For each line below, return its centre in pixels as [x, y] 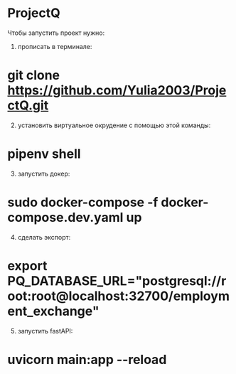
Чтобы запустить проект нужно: [56, 33]
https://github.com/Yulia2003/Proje [117, 91]
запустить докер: [44, 173]
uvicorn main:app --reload [87, 359]
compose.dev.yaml [65, 218]
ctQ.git [28, 106]
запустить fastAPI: [45, 331]
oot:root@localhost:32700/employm [118, 296]
